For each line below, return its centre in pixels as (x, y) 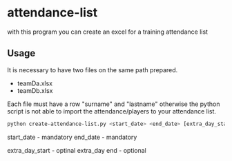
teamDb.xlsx (35, 90)
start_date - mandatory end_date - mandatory (72, 137)
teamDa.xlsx (35, 83)
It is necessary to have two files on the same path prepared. (93, 69)
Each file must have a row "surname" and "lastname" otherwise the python (114, 104)
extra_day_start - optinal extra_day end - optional (77, 150)
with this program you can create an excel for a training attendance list (108, 32)
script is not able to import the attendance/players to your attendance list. (112, 111)
